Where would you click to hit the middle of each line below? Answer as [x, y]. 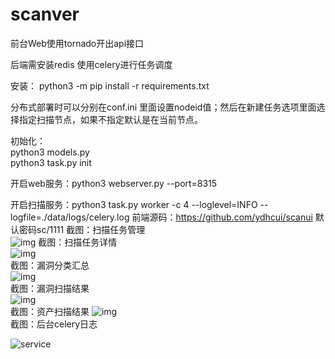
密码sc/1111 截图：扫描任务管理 [82, 229]
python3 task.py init [51, 162]
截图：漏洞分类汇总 [50, 265]
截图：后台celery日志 [54, 324]
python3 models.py [50, 152]
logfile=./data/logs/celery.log [70, 217]
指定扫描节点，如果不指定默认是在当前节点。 [110, 119]
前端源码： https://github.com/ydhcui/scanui [222, 217]
